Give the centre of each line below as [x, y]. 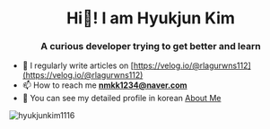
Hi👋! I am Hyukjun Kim [151, 18]
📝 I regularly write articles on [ [78, 65]
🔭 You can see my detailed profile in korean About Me [122, 99]
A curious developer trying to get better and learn [151, 47]
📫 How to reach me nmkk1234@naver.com [105, 85]
